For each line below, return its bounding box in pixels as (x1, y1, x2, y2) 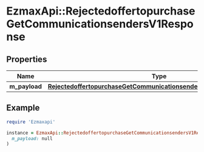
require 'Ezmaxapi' (6, 119, 56, 125)
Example (6, 103, 40, 113)
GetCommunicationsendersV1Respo (6, 17, 194, 31)
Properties (6, 54, 47, 64)
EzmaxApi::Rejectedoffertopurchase (6, 4, 195, 18)
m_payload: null (12, 135, 53, 142)
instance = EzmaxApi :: (6, 130, 64, 136)
